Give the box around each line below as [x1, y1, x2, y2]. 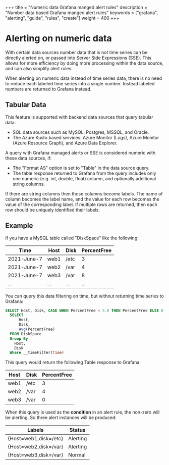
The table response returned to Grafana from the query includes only [12, 170, 156, 176]
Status [69, 427, 86, 434]
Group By [10, 336, 28, 341]
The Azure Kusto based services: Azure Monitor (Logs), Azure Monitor [12, 134, 159, 140]
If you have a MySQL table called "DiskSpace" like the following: [5, 235, 139, 241]
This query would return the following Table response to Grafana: [5, 359, 141, 366]
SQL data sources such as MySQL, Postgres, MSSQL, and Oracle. [12, 129, 149, 135]
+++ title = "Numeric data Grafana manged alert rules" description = [5, 5, 148, 10]
